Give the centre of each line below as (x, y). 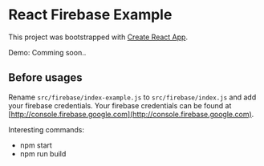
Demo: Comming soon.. (47, 52)
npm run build (43, 153)
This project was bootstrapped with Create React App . (98, 37)
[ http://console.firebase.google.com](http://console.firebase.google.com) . (131, 114)
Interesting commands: (47, 129)
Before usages (45, 78)
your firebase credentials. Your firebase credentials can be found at (120, 105)
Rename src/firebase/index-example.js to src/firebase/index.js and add (132, 97)
